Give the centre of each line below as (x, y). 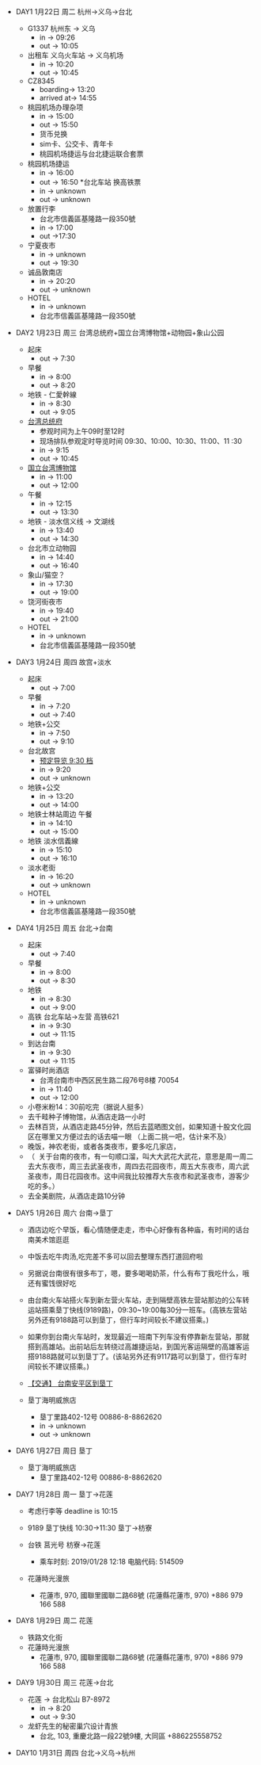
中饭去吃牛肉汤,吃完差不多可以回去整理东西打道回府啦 (115, 1256)
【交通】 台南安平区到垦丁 (70, 1383)
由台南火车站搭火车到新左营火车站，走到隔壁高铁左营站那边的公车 (135, 1300)
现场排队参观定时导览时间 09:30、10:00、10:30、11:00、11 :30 (141, 441)
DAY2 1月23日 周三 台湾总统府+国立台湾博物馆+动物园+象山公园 (120, 332)
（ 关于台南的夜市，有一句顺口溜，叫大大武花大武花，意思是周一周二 (140, 1156)
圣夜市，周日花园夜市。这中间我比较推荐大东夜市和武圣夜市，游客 (135, 1176)
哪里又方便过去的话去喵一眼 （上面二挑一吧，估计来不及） (136, 1137)
